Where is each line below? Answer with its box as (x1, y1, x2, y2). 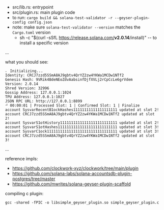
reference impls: (5, 156, 38, 162)
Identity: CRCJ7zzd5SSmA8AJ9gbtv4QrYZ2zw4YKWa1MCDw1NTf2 (5, 73, 124, 78)
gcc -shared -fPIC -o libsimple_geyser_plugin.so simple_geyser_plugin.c (5, 200, 160, 205)
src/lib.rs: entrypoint (12, 4, 54, 10)
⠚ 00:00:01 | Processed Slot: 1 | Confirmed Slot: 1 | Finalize (5, 103, 140, 108)
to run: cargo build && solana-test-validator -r (12, 15, 113, 20)
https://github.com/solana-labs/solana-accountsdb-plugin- (12, 171, 133, 176)
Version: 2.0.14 (5, 81, 38, 86)
